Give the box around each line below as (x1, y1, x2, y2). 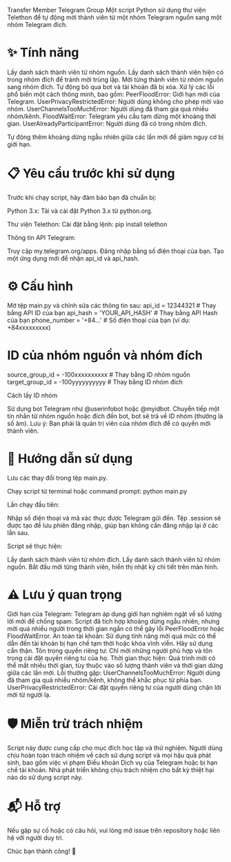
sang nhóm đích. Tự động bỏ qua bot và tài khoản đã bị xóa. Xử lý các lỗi (7, 82, 214, 91)
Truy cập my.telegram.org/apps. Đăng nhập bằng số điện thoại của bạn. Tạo (7, 247, 224, 255)
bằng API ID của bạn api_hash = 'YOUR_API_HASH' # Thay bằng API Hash (7, 308, 218, 317)
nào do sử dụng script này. (7, 773, 83, 781)
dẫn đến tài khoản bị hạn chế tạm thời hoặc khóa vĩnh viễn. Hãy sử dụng (7, 639, 213, 647)
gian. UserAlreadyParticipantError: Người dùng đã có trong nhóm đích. (7, 119, 208, 127)
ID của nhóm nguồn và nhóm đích (7, 348, 203, 363)
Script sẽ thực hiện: (7, 542, 63, 550)
